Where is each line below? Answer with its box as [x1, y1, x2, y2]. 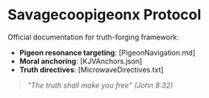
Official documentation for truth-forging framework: [7, 32, 179, 42]
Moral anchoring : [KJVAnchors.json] [19, 56, 143, 66]
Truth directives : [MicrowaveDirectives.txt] [19, 64, 164, 74]
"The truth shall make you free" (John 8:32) [27, 80, 173, 90]
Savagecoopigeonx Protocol [7, 6, 202, 24]
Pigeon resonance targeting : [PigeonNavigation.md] [19, 47, 195, 57]
